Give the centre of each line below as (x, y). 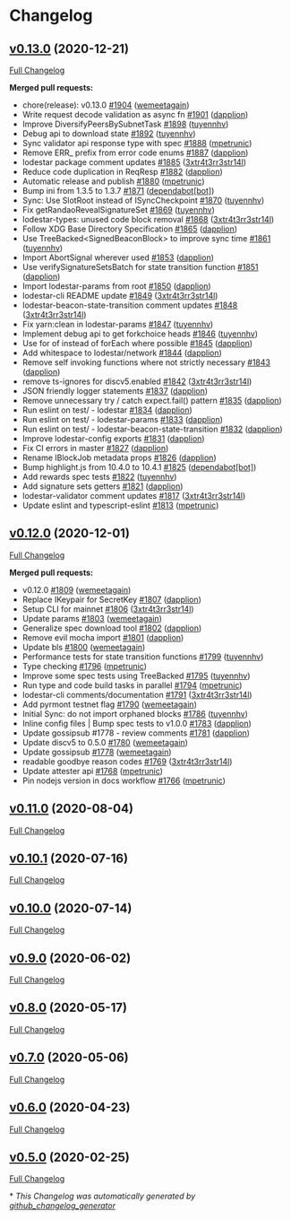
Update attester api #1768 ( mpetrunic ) (93, 771)
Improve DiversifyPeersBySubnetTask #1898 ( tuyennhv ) (125, 124)
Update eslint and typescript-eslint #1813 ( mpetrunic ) (120, 505)
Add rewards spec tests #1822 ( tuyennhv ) (99, 477)
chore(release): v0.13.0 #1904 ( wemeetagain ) (106, 105)
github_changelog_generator (63, 1206)
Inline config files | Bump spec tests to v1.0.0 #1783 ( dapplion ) (137, 723)
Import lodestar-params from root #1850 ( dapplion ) (117, 286)
